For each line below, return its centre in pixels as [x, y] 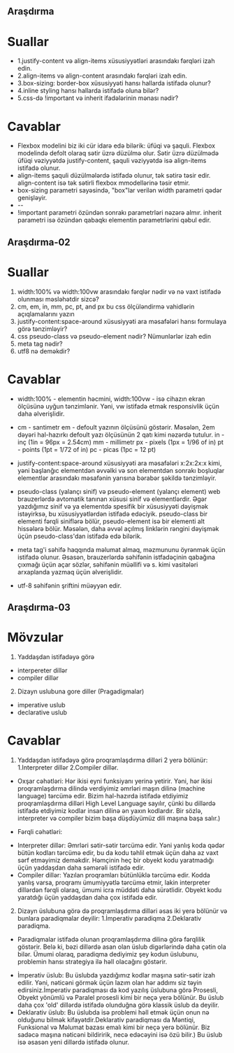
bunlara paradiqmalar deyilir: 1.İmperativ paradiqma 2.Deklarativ [109, 918]
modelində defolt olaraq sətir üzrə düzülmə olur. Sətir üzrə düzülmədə [118, 153]
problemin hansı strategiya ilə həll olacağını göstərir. [92, 961]
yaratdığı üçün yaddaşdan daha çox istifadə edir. [87, 897]
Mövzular [36, 638]
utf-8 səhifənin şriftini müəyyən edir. [70, 585]
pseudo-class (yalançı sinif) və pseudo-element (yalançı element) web [119, 491]
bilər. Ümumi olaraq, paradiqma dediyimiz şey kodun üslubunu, [108, 954]
